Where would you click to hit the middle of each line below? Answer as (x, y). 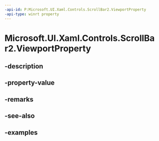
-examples (21, 132)
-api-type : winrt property (32, 14)
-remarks (19, 99)
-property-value (30, 83)
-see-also (20, 116)
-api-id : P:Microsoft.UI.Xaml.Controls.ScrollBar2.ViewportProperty (75, 9)
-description (24, 66)
